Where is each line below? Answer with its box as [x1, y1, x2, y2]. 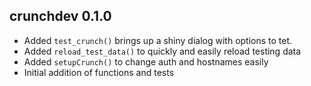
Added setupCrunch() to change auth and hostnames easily [23, 55, 269, 68]
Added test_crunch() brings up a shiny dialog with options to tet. [23, 34, 293, 46]
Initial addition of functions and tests [23, 66, 175, 78]
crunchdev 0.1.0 [9, 8, 112, 25]
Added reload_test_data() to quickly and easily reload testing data [23, 45, 302, 57]
